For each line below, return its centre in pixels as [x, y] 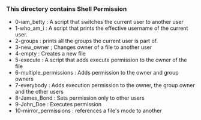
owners [24, 79]
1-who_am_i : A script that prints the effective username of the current [101, 28]
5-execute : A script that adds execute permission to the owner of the [101, 60]
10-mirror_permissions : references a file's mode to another [88, 111]
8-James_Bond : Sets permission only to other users [80, 98]
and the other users [39, 92]
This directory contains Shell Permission [67, 9]
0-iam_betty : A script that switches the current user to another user [99, 22]
